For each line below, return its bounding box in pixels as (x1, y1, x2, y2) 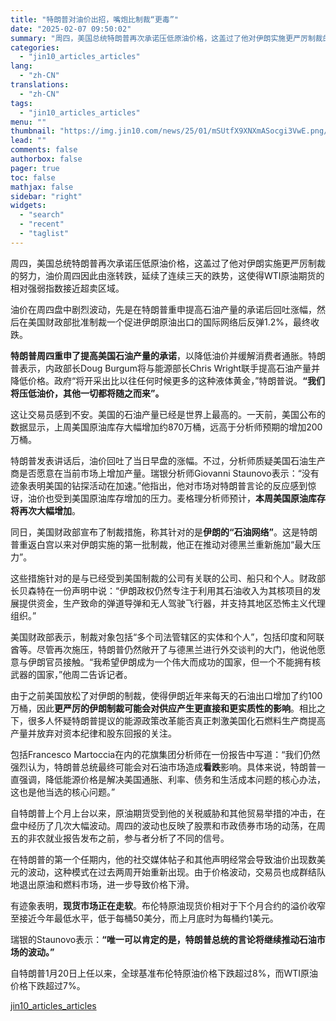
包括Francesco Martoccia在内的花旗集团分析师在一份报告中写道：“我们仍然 (10, 748, 321, 760)
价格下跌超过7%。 (10, 979, 86, 991)
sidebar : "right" (10, 191, 83, 201)
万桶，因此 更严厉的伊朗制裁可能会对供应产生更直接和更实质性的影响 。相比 (10, 702, 317, 714)
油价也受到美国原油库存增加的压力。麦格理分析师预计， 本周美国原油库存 (27, 492, 326, 504)
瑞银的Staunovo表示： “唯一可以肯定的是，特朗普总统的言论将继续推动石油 (10, 933, 317, 945)
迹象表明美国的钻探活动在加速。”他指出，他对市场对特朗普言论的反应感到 (10, 479, 308, 491)
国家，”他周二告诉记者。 (36, 668, 133, 680)
